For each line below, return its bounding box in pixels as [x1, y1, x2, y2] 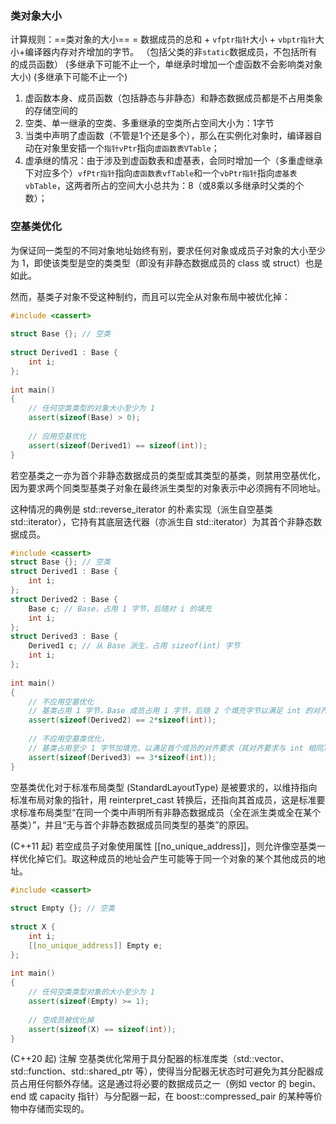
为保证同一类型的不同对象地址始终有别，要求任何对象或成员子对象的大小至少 [10, 244, 326, 256]
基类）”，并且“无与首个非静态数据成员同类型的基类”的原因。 [10, 818, 255, 831]
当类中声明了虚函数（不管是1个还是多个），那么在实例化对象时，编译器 [24, 130, 314, 142]
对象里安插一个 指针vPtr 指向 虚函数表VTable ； [42, 142, 220, 154]
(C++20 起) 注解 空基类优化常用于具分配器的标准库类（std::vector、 [10, 1053, 290, 1065]
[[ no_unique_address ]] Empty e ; [28, 940, 163, 951]
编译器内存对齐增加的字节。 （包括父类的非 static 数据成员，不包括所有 [24, 46, 318, 58]
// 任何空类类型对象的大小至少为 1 [28, 987, 155, 997]
